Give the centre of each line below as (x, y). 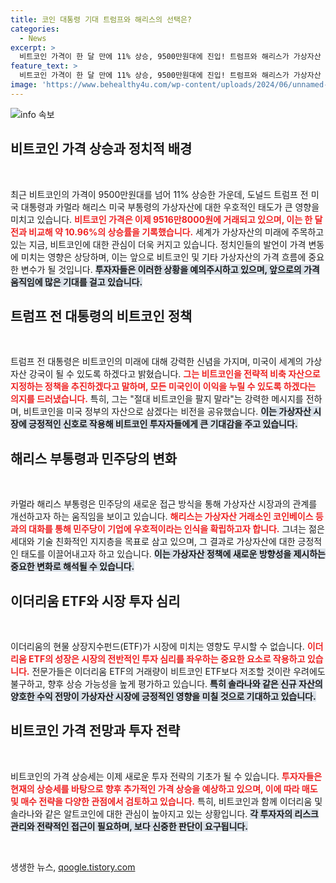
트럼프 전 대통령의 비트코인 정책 (101, 316)
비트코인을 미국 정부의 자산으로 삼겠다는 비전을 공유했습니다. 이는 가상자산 (167, 412)
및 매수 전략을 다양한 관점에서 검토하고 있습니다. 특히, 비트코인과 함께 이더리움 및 (166, 801)
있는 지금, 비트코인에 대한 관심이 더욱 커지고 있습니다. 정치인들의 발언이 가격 (158, 244)
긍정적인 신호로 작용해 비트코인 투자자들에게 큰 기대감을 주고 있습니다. (163, 424)
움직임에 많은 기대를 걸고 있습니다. (76, 282)
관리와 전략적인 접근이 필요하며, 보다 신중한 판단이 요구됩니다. (129, 826)
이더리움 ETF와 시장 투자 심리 (95, 601)
